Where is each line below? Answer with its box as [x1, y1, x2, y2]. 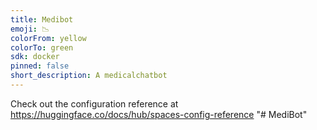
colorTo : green [10, 42, 74, 53]
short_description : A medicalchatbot [10, 71, 168, 81]
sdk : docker [10, 52, 60, 62]
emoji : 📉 [10, 24, 50, 34]
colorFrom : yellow [10, 33, 87, 43]
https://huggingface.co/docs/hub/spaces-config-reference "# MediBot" [10, 108, 308, 120]
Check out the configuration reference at [10, 97, 179, 110]
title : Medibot [10, 14, 74, 25]
